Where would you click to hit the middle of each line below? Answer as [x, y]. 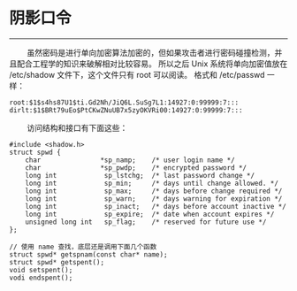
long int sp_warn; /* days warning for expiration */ [154, 199]
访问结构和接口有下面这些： [77, 127]
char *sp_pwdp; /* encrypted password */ [136, 168]
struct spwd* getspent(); [57, 262]
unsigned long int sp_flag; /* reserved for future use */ [146, 222]
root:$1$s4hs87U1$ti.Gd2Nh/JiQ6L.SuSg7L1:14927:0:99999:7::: [124, 103]
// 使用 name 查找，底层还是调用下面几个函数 [83, 247]
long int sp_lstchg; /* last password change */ [140, 175]
